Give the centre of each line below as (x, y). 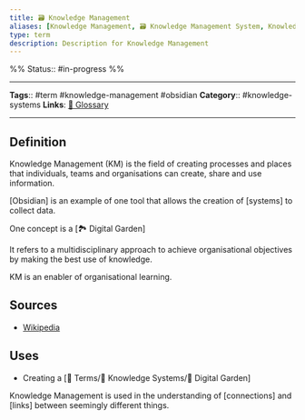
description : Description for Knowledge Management (109, 43)
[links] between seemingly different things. (89, 405)
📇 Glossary (88, 105)
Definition (38, 142)
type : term (30, 35)
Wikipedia (41, 327)
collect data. (33, 211)
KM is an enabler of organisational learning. (91, 277)
